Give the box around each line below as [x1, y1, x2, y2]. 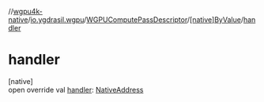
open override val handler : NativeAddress [8, 85, 144, 94]
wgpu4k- [13, 7, 43, 16]
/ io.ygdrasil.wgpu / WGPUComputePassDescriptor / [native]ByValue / [27, 15, 243, 24]
